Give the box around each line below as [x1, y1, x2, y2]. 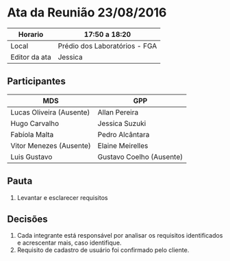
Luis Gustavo [10, 152, 53, 162]
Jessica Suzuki [97, 119, 146, 128]
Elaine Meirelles [97, 140, 149, 150]
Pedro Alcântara [97, 129, 150, 139]
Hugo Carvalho [10, 119, 60, 128]
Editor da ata [10, 52, 51, 62]
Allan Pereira [97, 108, 139, 117]
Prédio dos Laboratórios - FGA [57, 41, 157, 51]
